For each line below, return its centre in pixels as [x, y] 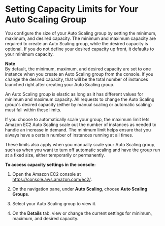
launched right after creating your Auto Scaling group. [60, 84]
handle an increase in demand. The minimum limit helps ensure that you [78, 129]
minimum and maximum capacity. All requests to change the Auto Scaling [80, 99]
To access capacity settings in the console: [50, 164]
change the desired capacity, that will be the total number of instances [77, 79]
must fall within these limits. [33, 110]
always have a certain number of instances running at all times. [69, 135]
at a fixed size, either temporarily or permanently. [55, 155]
